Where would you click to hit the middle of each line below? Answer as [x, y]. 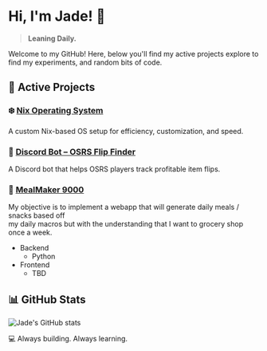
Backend [34, 248]
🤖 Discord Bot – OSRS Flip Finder [72, 152]
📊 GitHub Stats [47, 300]
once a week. [30, 233]
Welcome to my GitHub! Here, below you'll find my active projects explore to [133, 53]
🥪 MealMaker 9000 [46, 189]
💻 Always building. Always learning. [68, 339]
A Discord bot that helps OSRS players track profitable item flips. [114, 169]
